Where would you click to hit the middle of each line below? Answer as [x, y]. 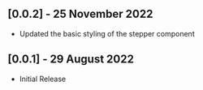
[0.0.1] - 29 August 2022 [71, 60]
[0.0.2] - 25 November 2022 [80, 14]
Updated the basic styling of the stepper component [107, 33]
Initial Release [43, 79]
